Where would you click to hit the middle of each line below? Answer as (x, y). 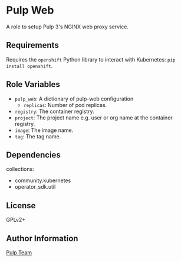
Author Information (42, 238)
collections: (20, 169)
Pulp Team (19, 253)
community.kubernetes (43, 180)
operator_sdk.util (35, 187)
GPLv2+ (16, 220)
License (21, 206)
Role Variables (33, 84)
